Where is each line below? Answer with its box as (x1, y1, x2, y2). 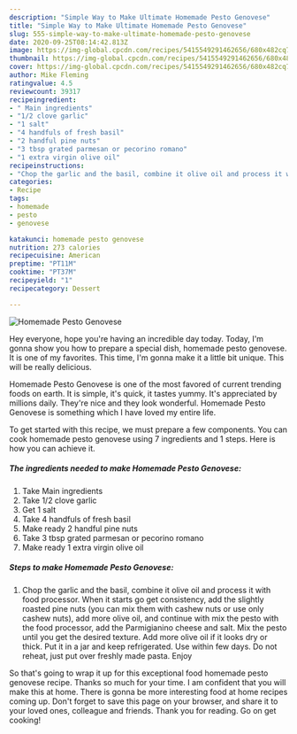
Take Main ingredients (21, 485, 103, 496)
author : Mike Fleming (9, 71, 89, 80)
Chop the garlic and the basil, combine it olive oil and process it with (21, 584, 271, 595)
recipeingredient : (9, 95, 77, 104)
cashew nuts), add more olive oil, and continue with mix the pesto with (21, 613, 279, 623)
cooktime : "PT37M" (9, 267, 77, 277)
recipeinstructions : (9, 161, 86, 170)
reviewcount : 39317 (9, 87, 81, 96)
